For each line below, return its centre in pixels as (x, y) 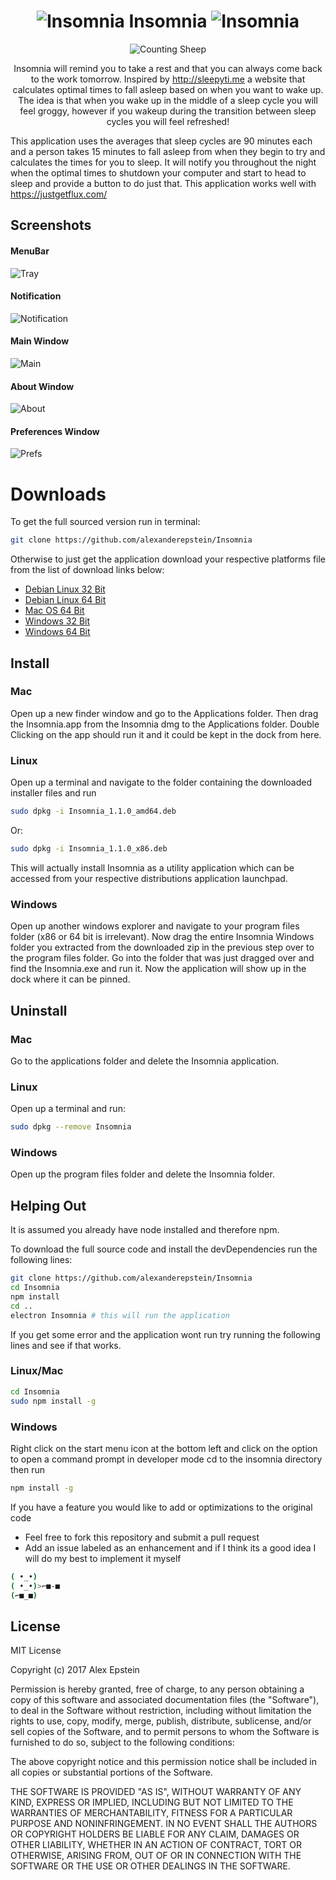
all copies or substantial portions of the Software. (111, 1772)
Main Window (40, 341)
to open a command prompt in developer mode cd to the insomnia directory (166, 1459)
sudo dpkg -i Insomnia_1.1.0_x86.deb (89, 849)
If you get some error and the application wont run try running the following (165, 1334)
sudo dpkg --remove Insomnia (71, 1127)
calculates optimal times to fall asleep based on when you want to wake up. (168, 89)
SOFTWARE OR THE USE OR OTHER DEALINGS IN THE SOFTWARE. (150, 1866)
